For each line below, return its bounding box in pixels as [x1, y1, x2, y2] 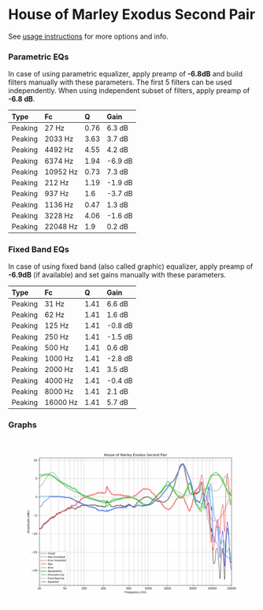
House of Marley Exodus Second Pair [8, 6, 256, 24]
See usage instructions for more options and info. [8, 32, 169, 41]
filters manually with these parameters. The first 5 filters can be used [8, 77, 232, 87]
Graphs [8, 419, 37, 430]
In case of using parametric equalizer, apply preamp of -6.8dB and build [8, 69, 243, 79]
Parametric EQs [8, 51, 69, 62]
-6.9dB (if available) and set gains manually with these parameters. [8, 270, 227, 280]
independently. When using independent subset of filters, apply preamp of [8, 86, 250, 95]
